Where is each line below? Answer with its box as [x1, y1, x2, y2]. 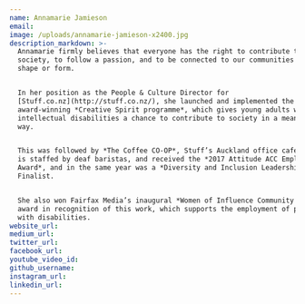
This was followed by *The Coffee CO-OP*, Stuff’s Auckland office [17, 146, 279, 155]
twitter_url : [9, 238, 59, 248]
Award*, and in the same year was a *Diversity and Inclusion [17, 163, 258, 172]
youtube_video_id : [9, 255, 79, 264]
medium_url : [9, 230, 54, 239]
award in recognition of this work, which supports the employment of [17, 204, 290, 213]
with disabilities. [17, 212, 92, 222]
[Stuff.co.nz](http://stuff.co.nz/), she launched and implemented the [17, 96, 295, 105]
